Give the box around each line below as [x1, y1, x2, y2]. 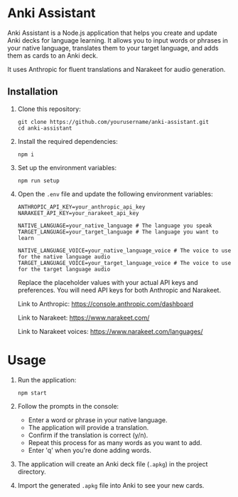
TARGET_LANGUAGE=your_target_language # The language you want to [17, 228, 219, 236]
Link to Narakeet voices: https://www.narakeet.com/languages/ [17, 327, 204, 335]
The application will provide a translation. [28, 423, 149, 431]
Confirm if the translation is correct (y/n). [28, 431, 148, 439]
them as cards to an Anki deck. [7, 51, 98, 60]
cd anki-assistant [17, 125, 72, 132]
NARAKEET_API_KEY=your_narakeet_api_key [17, 209, 139, 216]
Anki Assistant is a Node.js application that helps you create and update [7, 28, 218, 37]
